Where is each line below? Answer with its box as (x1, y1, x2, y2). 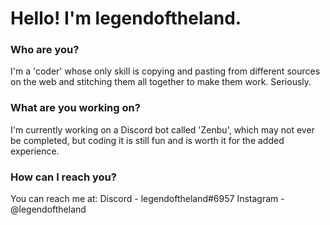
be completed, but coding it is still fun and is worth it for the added (10, 134, 285, 146)
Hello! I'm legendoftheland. (10, 7, 242, 30)
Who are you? (10, 43, 80, 57)
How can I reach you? (10, 170, 117, 184)
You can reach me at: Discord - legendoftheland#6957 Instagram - (10, 193, 285, 205)
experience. (10, 145, 60, 157)
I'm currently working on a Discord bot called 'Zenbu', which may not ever (10, 123, 315, 136)
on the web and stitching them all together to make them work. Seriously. (10, 76, 312, 88)
